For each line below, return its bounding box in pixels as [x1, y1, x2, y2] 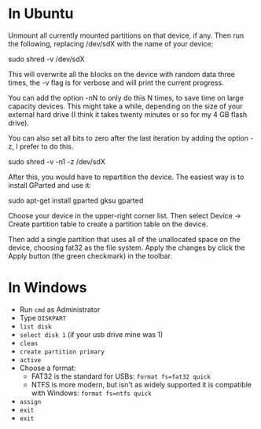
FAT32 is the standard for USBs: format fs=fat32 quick [31, 371, 211, 381]
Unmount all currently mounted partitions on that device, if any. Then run [8, 31, 244, 40]
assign [19, 398, 42, 405]
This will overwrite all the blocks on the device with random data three [8, 69, 236, 79]
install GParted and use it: [8, 180, 92, 189]
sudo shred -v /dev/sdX [8, 54, 85, 64]
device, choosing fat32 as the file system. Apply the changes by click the [8, 243, 245, 252]
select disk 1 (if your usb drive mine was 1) [19, 329, 164, 339]
